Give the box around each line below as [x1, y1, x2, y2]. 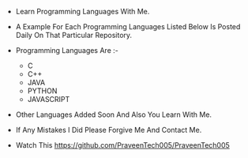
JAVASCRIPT [27, 95, 70, 103]
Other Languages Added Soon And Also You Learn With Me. [15, 110, 212, 119]
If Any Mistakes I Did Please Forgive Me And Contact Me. [15, 126, 202, 134]
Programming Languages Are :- [15, 46, 118, 55]
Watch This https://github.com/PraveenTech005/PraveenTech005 [15, 141, 231, 149]
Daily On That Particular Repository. [15, 31, 133, 39]
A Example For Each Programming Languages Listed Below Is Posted [15, 22, 241, 31]
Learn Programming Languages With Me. [15, 7, 150, 16]
